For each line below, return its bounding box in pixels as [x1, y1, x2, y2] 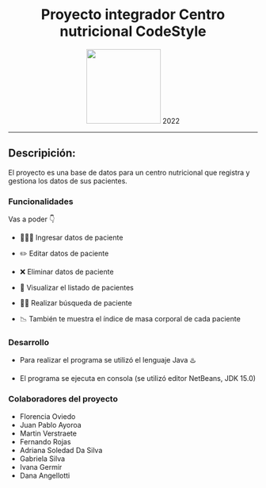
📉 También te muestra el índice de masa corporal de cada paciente [19, 314, 241, 324]
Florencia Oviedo [19, 411, 76, 421]
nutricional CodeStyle [59, 22, 207, 40]
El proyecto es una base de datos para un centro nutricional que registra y [8, 167, 250, 177]
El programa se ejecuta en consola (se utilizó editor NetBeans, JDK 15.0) [19, 374, 256, 383]
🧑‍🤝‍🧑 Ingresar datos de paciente [19, 232, 123, 243]
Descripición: [8, 147, 77, 160]
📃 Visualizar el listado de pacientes [19, 283, 135, 293]
